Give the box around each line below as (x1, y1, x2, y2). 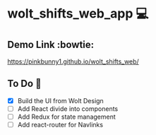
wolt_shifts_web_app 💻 (7, 6, 149, 22)
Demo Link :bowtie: (7, 38, 95, 50)
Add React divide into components (17, 104, 119, 113)
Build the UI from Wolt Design (17, 96, 104, 105)
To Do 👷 (7, 78, 42, 90)
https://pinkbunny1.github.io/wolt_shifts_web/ (7, 57, 139, 66)
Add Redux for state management (17, 112, 116, 121)
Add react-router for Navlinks (17, 121, 104, 129)
